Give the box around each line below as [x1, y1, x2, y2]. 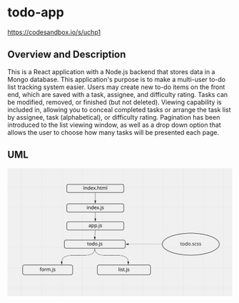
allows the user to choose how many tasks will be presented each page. [7, 128, 220, 136]
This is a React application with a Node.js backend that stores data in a [7, 67, 215, 76]
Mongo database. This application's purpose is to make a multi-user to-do [7, 75, 226, 83]
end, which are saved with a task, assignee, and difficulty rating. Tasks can [7, 90, 228, 98]
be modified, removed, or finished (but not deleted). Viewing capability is [7, 98, 223, 106]
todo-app [7, 4, 64, 21]
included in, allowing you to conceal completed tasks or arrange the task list [7, 105, 231, 114]
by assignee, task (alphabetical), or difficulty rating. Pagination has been [7, 113, 220, 121]
